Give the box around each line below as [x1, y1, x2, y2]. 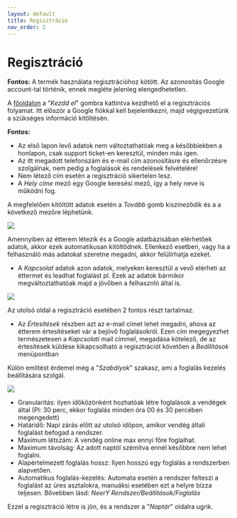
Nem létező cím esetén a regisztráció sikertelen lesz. [17, 172, 172, 180]
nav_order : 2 [7, 23, 46, 31]
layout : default [7, 10, 55, 18]
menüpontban [17, 350, 59, 358]
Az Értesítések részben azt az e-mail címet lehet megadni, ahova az [17, 320, 216, 329]
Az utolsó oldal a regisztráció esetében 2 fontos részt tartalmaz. [7, 306, 194, 314]
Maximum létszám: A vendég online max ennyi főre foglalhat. [17, 436, 197, 444]
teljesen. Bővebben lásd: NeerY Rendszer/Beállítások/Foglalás [17, 489, 201, 497]
